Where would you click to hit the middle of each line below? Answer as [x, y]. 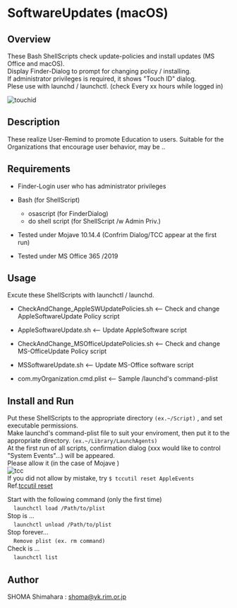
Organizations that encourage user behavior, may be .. [86, 147]
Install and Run [41, 401]
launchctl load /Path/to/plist [60, 509]
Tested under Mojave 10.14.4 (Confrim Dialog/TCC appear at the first [117, 234]
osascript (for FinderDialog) [68, 213]
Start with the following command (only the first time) [85, 500]
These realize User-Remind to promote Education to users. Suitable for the [116, 139]
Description [34, 122]
